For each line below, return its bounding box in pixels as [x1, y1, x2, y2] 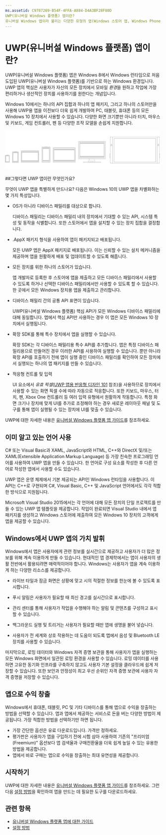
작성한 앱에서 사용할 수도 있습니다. [14, 466, 81, 472]
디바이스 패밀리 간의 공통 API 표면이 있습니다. [12, 298, 100, 304]
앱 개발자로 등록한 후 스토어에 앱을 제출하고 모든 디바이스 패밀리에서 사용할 [12, 274, 157, 281]
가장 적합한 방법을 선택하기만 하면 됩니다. [23, 716, 103, 722]
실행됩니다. [25, 321, 47, 327]
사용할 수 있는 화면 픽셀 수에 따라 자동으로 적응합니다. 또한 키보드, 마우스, [12, 388, 154, 394]
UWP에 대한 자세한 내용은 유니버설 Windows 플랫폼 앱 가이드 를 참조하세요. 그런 [5, 782, 160, 788]
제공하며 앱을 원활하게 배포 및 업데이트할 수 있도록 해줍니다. [12, 253, 128, 259]
